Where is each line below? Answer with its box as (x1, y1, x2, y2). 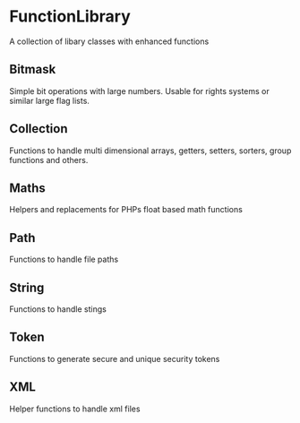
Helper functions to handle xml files (9, 403, 141, 414)
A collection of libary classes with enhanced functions (9, 36, 210, 47)
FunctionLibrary (9, 6, 132, 27)
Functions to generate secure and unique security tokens (9, 353, 220, 364)
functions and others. (9, 154, 89, 165)
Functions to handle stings (9, 304, 107, 315)
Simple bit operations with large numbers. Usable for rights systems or (9, 85, 270, 96)
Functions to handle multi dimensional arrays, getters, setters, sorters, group (9, 145, 292, 156)
